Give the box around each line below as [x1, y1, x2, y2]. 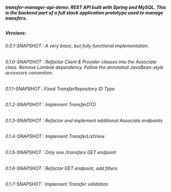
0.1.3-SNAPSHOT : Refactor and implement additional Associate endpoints [5, 117, 163, 123]
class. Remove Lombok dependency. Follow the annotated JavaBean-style [5, 64, 164, 70]
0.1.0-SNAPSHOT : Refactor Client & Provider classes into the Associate [5, 59, 157, 65]
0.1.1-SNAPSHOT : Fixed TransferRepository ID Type [5, 85, 115, 92]
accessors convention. [5, 69, 54, 75]
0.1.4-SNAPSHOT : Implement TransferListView [5, 133, 105, 140]
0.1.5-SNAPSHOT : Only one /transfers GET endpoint [5, 149, 116, 156]
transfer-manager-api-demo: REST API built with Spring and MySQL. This [5, 4, 166, 10]
